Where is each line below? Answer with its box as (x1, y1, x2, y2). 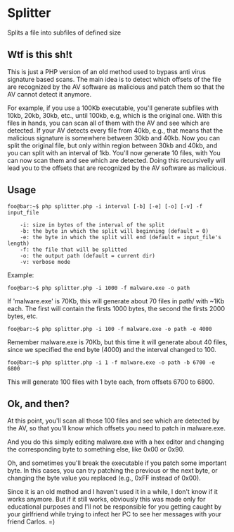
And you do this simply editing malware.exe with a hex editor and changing (7, 437, 225, 446)
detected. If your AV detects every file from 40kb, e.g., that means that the (7, 126, 223, 135)
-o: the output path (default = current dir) (20, 252, 156, 259)
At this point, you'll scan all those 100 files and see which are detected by (7, 416, 220, 425)
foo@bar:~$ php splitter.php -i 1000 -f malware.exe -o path (7, 284, 190, 291)
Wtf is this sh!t (7, 49, 72, 61)
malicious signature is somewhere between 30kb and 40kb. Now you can (7, 133, 220, 142)
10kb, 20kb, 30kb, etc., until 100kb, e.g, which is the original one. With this (7, 111, 223, 119)
